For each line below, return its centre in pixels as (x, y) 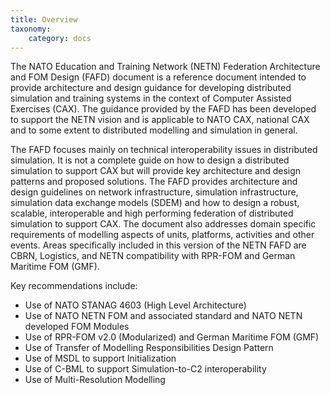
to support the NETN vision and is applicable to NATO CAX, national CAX (160, 120)
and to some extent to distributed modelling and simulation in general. (154, 130)
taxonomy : (31, 29)
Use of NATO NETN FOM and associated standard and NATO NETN (163, 316)
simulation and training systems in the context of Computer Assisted (151, 98)
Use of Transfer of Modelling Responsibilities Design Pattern (149, 348)
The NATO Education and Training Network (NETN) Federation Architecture (165, 67)
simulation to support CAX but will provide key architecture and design (156, 171)
